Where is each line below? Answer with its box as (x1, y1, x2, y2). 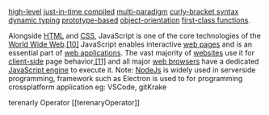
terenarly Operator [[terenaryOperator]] (8, 98, 140, 107)
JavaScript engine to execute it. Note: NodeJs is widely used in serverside (8, 65, 256, 75)
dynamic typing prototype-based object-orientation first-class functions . (8, 15, 250, 25)
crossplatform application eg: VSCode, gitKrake (8, 82, 167, 92)
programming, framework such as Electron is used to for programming (8, 74, 243, 83)
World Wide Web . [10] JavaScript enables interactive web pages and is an (8, 39, 253, 49)
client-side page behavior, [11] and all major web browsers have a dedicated (8, 56, 259, 66)
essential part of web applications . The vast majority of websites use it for (8, 48, 254, 57)
